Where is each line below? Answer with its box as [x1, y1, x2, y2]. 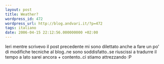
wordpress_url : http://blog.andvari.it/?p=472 [5, 21, 103, 26]
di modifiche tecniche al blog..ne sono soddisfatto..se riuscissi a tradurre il [5, 49, 157, 55]
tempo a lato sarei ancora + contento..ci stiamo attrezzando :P [5, 54, 132, 60]
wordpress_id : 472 [5, 16, 43, 21]
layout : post [5, 7, 32, 12]
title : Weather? [5, 12, 39, 17]
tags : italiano [5, 26, 37, 31]
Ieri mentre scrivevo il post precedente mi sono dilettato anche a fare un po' [5, 44, 160, 49]
